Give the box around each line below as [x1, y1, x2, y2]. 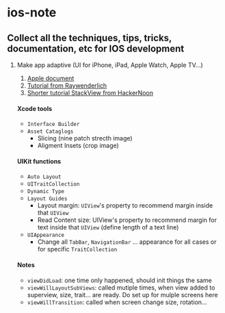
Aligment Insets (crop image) [37, 142, 120, 150]
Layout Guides [27, 195, 68, 203]
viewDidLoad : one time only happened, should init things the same [27, 276, 212, 284]
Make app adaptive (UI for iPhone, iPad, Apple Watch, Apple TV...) [16, 61, 203, 69]
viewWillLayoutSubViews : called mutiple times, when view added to [27, 283, 215, 292]
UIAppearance [27, 231, 65, 239]
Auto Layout [27, 173, 62, 181]
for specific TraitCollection [37, 245, 118, 253]
